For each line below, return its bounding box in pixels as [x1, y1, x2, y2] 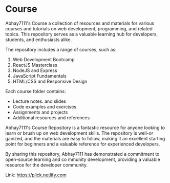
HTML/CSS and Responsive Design [12, 78, 88, 84]
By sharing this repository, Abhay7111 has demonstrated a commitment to [5, 151, 160, 157]
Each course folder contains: [5, 88, 66, 94]
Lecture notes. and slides [12, 98, 67, 104]
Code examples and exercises [12, 103, 77, 109]
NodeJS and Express [12, 67, 57, 74]
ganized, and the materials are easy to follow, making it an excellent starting [5, 135, 165, 141]
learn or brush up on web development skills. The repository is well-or [5, 130, 154, 136]
